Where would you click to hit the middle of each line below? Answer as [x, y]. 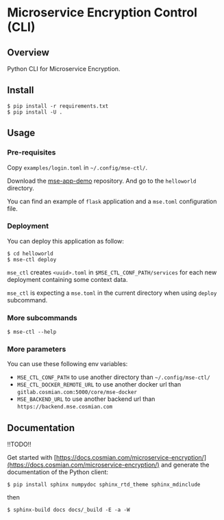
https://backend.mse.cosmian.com [65, 407]
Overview [28, 52]
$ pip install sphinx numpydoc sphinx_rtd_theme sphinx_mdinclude [104, 485]
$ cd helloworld [30, 253]
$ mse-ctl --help [32, 332]
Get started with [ [32, 458]
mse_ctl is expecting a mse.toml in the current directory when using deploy [112, 293]
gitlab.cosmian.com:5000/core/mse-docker [77, 392]
